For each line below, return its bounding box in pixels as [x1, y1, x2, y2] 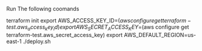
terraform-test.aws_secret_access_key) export [6, 31, 123, 38]
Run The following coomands [6, 5, 79, 12]
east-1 [6, 38, 22, 45]
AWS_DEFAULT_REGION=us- [124, 31, 197, 38]
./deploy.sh [22, 38, 51, 45]
